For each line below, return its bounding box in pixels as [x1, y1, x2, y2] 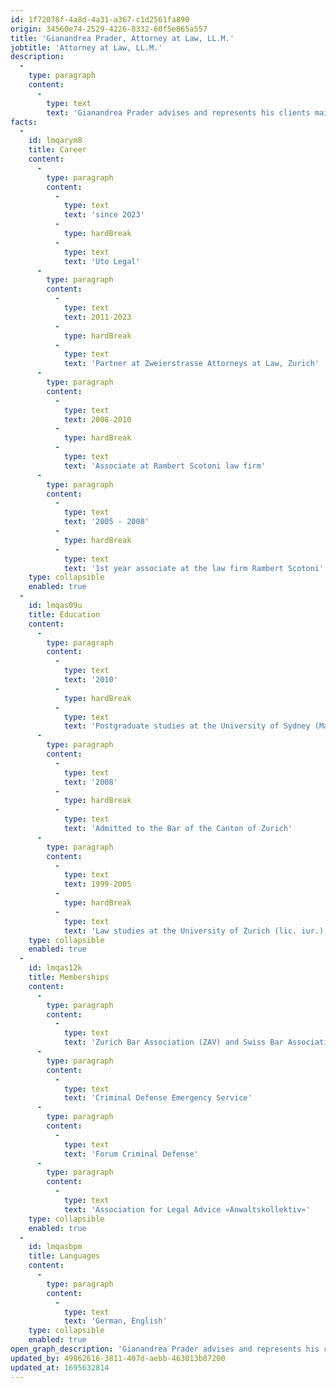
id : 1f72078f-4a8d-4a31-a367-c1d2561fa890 [10, 14, 190, 25]
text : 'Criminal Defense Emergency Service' [63, 1093, 253, 1103]
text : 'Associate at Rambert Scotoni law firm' [63, 461, 267, 471]
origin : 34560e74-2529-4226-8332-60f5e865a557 [10, 24, 208, 34]
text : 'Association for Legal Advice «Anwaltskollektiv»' [63, 1204, 311, 1215]
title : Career [28, 145, 87, 155]
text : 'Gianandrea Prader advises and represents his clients [46, 107, 311, 118]
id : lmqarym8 [28, 136, 83, 146]
